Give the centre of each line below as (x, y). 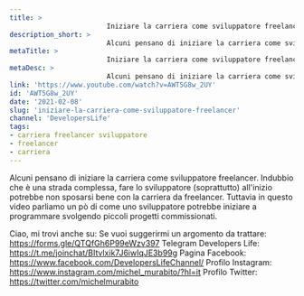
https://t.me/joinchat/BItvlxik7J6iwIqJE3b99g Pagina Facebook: (128, 253)
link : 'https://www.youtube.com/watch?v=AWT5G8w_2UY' (113, 85)
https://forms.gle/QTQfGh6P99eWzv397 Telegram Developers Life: (135, 243)
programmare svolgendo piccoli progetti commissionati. (114, 216)
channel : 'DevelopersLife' (60, 118)
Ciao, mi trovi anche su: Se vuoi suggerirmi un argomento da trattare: (138, 233)
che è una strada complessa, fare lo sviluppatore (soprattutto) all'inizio (141, 187)
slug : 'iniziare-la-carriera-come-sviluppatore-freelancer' (125, 110)
